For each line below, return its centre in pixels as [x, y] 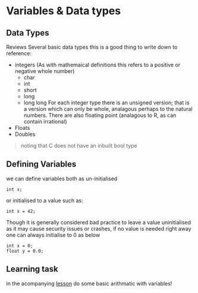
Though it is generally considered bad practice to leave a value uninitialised [99, 222]
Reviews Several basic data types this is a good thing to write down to [92, 47]
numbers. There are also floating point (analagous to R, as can [100, 115]
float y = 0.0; [25, 251]
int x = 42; [21, 211]
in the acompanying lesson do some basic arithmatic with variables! [89, 284]
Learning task [32, 269]
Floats [22, 128]
